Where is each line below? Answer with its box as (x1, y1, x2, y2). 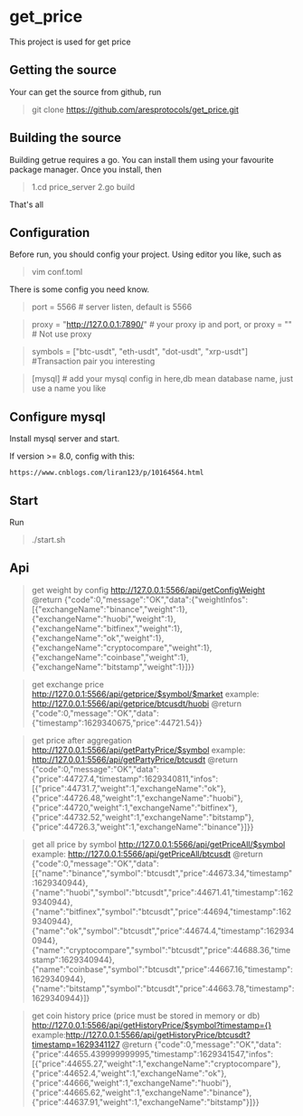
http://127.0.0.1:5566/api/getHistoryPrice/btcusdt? (65, 1029, 251, 1040)
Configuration (9, 224, 90, 241)
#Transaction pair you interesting (31, 355, 156, 367)
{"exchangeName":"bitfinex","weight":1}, (31, 622, 183, 634)
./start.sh (31, 534, 66, 544)
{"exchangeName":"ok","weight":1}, (31, 632, 165, 643)
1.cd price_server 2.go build (31, 181, 136, 192)
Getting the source (9, 62, 118, 78)
